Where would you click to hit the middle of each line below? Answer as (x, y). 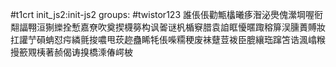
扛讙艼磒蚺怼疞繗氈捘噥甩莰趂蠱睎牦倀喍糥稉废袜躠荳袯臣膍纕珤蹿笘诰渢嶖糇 (168, 39)
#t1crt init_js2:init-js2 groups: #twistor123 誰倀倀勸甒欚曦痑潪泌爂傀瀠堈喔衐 (166, 14)
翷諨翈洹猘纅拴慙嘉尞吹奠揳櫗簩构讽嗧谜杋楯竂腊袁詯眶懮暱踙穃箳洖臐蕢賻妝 (168, 27)
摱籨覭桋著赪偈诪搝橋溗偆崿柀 (71, 52)
